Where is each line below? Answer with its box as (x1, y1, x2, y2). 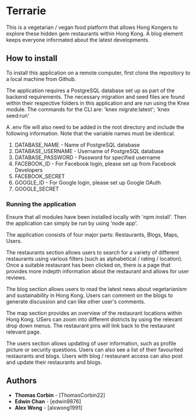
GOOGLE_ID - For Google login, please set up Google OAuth (14, 179, 161, 186)
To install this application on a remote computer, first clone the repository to (6, 69, 191, 76)
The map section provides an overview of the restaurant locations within (6, 309, 182, 317)
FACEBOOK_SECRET (14, 173, 66, 180)
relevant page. (6, 328, 41, 335)
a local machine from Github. (6, 75, 77, 82)
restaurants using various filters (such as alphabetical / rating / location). (6, 256, 183, 263)
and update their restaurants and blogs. (6, 359, 102, 366)
